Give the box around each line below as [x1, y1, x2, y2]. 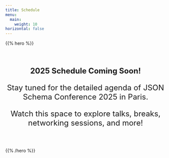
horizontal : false [5, 26, 44, 31]
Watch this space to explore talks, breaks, [10, 109, 161, 119]
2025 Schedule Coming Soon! [30, 66, 141, 76]
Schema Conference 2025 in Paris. [22, 92, 149, 102]
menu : [5, 12, 17, 17]
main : [10, 17, 22, 22]
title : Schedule [5, 7, 40, 13]
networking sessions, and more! [27, 118, 144, 128]
